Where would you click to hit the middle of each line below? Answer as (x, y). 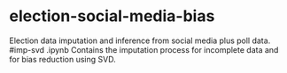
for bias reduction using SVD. (63, 59)
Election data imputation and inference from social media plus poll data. (140, 40)
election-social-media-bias (112, 16)
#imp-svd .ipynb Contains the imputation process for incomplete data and (144, 49)
